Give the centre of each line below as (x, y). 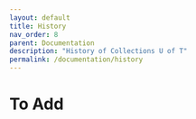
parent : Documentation (52, 43)
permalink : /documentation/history (76, 59)
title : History (38, 26)
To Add (37, 104)
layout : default (40, 18)
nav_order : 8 (34, 34)
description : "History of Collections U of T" (98, 51)
